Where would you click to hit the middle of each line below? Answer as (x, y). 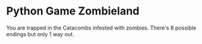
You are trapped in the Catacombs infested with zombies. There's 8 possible (101, 28)
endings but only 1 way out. (40, 34)
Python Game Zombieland (73, 11)
